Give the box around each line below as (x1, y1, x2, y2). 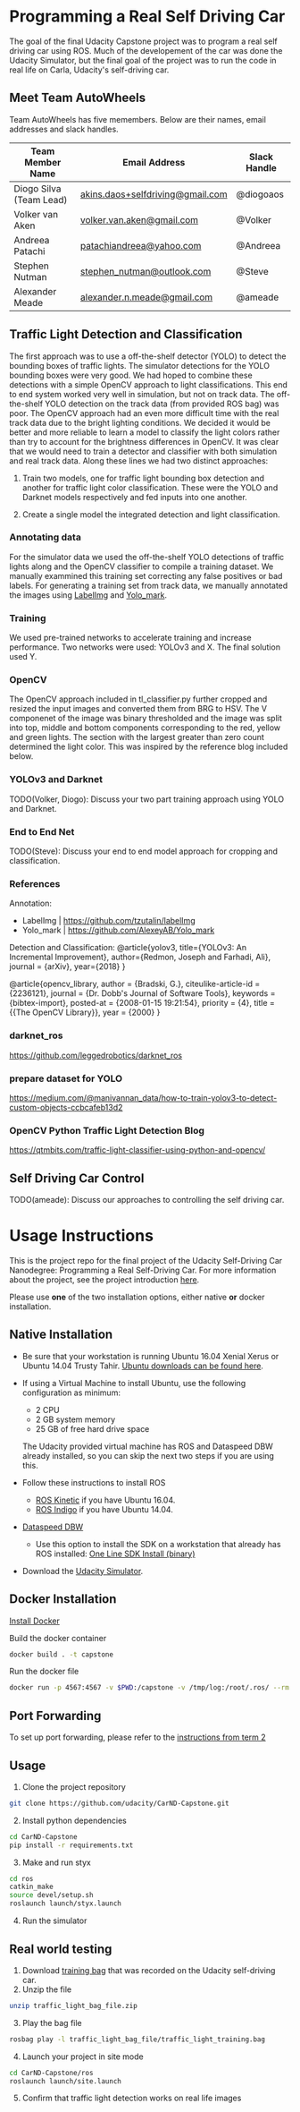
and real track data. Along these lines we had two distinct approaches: (9, 455, 269, 466)
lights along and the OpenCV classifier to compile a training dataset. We (9, 561, 274, 572)
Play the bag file (21, 2017, 82, 2028)
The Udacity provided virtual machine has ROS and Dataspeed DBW (21, 1441, 274, 1452)
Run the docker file (9, 1666, 79, 1677)
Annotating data (9, 531, 82, 543)
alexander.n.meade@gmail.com (79, 291, 213, 303)
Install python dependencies (21, 1815, 127, 1826)
